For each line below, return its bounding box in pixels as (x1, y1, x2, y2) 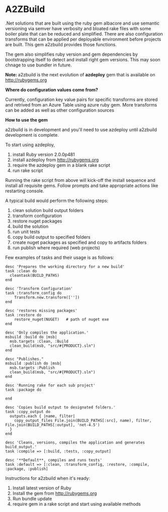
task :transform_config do (5, 290, 62, 295)
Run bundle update (12, 495, 52, 501)
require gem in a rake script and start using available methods (12, 501, 141, 507)
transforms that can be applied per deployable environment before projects (5, 36, 161, 42)
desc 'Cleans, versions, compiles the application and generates (5, 440, 145, 445)
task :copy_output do (5, 409, 51, 414)
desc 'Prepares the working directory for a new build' (5, 264, 125, 269)
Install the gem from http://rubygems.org (12, 490, 97, 496)
